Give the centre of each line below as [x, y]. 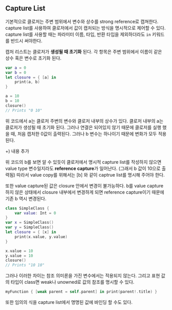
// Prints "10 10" [25, 265]
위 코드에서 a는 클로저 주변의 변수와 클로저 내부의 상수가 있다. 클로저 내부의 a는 [84, 121]
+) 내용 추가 [17, 151]
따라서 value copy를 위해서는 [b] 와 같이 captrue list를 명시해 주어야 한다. [91, 175]
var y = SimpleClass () [30, 227]
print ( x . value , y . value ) [41, 237]
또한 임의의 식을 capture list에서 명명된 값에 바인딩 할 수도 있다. [69, 302]
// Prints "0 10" [24, 110]
